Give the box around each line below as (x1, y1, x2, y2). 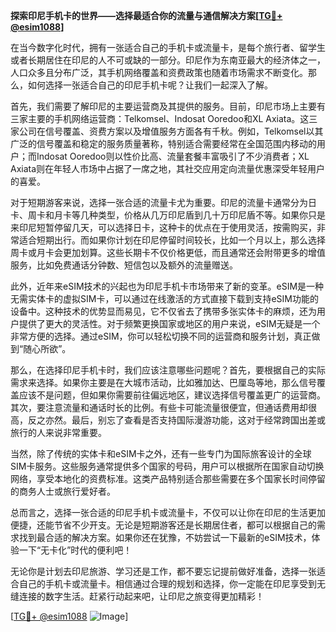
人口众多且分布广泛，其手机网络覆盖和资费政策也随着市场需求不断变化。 (10, 67, 308, 78)
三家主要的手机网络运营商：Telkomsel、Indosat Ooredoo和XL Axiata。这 (10, 113, 310, 124)
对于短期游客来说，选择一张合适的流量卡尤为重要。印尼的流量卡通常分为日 (10, 197, 317, 208)
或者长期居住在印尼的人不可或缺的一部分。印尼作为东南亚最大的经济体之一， (10, 54, 326, 66)
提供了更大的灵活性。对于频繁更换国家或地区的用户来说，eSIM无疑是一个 (18, 318, 321, 329)
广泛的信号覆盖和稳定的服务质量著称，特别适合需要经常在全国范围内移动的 (10, 138, 317, 149)
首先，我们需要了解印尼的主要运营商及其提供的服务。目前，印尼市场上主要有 (10, 100, 326, 112)
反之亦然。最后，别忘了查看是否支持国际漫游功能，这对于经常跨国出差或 (27, 414, 326, 426)
